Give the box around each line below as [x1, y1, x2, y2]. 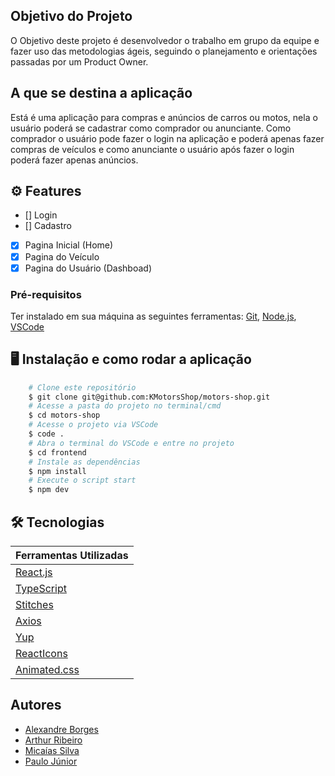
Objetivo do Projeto [10, 8, 133, 25]
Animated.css [15, 663, 80, 677]
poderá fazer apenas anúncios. [10, 154, 139, 166]
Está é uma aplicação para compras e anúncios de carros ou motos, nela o [10, 111, 318, 123]
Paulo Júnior [24, 755, 78, 767]
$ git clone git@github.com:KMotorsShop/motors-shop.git [28, 392, 271, 402]
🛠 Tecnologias [10, 514, 105, 531]
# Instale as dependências [28, 457, 141, 467]
